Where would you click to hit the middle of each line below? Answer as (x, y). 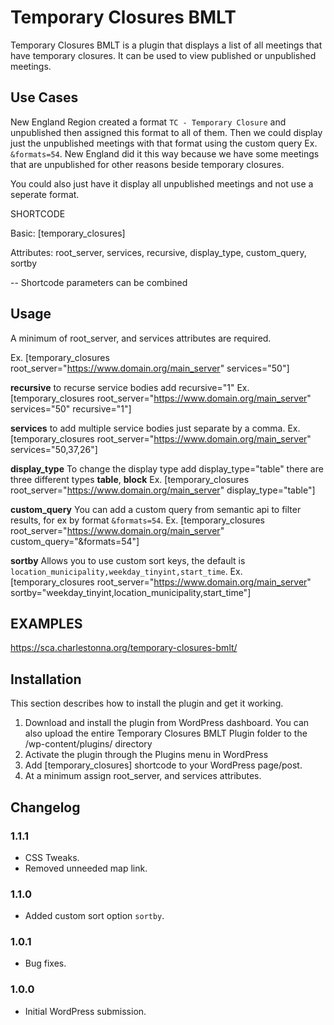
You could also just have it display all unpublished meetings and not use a (162, 183)
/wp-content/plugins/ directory (88, 744)
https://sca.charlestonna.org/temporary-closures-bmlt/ (124, 648)
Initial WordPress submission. (85, 1011)
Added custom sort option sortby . (94, 916)
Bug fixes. (45, 963)
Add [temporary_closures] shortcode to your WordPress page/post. (163, 765)
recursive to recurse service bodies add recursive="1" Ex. (130, 387)
